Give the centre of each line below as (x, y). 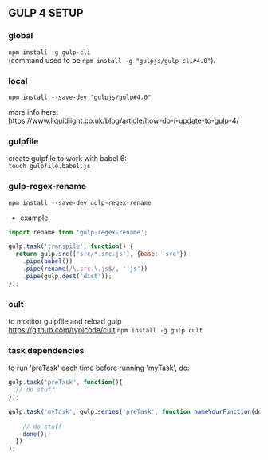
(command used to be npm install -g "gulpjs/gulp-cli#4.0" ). (112, 60)
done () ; (35, 434)
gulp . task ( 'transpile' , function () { (71, 246)
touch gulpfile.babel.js (49, 167)
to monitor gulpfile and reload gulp (65, 321)
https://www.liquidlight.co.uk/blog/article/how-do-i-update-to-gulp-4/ (124, 120)
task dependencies (46, 350)
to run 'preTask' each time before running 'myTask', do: (99, 368)
